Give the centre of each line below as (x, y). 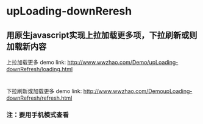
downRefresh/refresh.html (39, 98)
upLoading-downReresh (69, 11)
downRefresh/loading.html (40, 69)
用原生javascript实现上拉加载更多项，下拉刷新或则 (102, 35)
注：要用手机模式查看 (37, 115)
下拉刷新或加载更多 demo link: (44, 91)
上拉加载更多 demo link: (36, 62)
